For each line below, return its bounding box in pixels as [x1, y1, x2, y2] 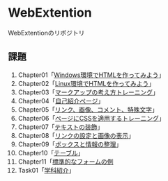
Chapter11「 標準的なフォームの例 [17, 157, 114, 166]
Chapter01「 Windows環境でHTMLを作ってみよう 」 [17, 71, 165, 79]
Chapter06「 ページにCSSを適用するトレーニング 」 [17, 114, 166, 122]
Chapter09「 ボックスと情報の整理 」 [17, 140, 123, 148]
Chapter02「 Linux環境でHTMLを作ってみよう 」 [17, 79, 155, 87]
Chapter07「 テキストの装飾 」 [17, 123, 104, 131]
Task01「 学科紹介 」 [17, 166, 75, 174]
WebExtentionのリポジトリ [8, 28, 85, 37]
